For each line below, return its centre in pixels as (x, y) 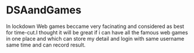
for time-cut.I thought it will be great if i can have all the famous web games (97, 32)
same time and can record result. (46, 45)
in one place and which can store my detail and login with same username (95, 38)
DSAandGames (44, 10)
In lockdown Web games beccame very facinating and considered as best (95, 26)
